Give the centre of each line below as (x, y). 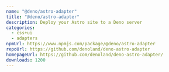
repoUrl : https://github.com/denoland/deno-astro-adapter (78, 49)
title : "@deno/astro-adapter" (43, 17)
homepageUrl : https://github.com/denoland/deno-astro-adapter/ (85, 55)
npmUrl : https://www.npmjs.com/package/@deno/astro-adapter (81, 44)
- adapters (25, 38)
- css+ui (22, 33)
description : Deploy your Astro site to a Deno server (74, 22)
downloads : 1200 (26, 60)
